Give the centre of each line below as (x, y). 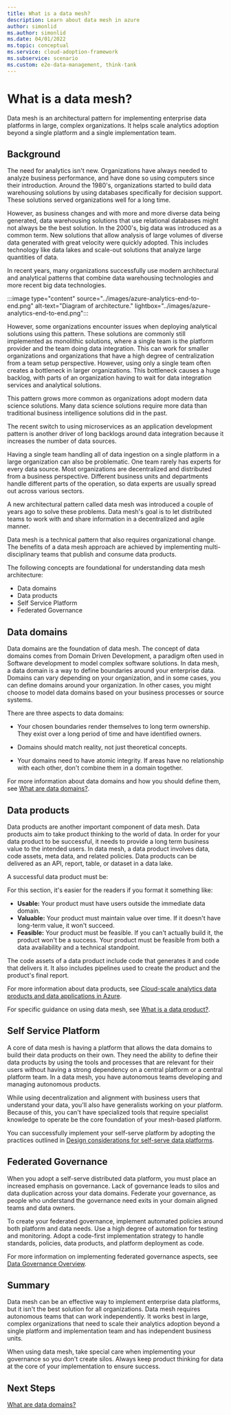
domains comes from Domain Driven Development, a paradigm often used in (115, 656)
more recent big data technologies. (57, 285)
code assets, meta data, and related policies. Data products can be (102, 856)
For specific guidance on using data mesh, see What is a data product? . (109, 1009)
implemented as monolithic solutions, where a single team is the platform (110, 341)
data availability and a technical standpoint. (78, 947)
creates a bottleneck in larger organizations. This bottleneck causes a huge (114, 371)
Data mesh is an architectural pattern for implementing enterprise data (107, 118)
